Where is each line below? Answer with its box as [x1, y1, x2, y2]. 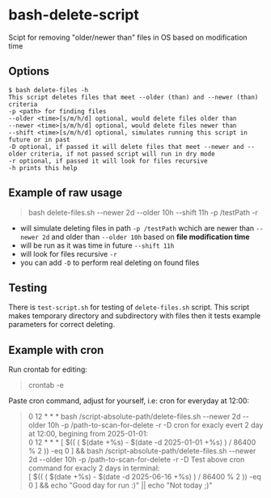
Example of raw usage [8, 186, 123, 200]
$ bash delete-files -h [8, 86, 89, 94]
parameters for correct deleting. [8, 320, 116, 330]
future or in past [8, 135, 70, 143]
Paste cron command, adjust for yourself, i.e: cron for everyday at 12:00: [8, 396, 249, 406]
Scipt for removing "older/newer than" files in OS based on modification [8, 32, 248, 42]
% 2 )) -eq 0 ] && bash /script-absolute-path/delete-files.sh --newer [28, 446, 256, 456]
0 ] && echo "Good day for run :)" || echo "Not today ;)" [28, 480, 213, 491]
